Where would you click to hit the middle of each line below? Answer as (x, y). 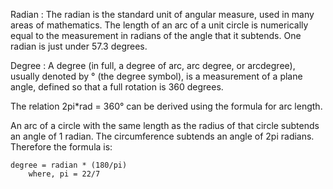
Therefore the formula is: (61, 147)
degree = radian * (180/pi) (69, 165)
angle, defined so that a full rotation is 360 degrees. (117, 87)
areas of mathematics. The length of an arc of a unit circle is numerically (159, 25)
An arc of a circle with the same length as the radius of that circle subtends (165, 125)
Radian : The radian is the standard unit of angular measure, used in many (162, 14)
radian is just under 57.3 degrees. (79, 46)
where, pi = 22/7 (64, 174)
